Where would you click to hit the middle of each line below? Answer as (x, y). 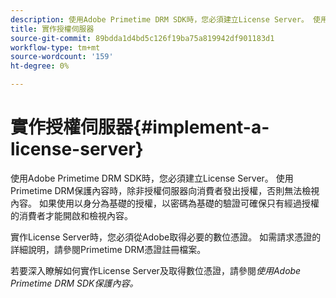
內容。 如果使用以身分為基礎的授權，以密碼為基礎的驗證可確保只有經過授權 (165, 203)
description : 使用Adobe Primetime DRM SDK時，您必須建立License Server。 (159, 19)
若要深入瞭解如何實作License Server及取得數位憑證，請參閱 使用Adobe (156, 270)
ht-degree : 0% (40, 66)
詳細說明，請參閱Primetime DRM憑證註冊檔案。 (108, 249)
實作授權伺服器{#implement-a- (140, 127)
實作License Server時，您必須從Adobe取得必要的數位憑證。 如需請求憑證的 (166, 237)
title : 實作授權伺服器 (52, 29)
